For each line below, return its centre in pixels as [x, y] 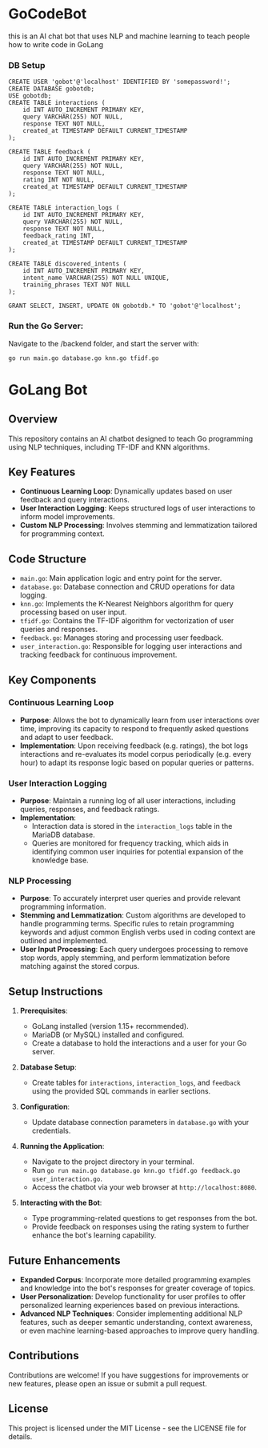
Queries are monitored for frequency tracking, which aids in [130, 843]
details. [20, 1436]
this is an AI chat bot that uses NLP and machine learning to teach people [129, 36]
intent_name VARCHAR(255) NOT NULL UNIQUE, [96, 278]
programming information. [63, 907]
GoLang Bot [48, 390]
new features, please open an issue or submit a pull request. [108, 1383]
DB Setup [27, 65]
